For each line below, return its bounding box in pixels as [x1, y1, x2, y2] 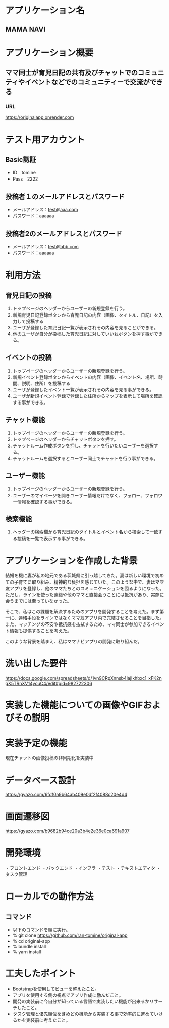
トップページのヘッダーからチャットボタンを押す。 [12, 436, 119, 442]
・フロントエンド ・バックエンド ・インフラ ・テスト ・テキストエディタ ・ [5, 865, 161, 871]
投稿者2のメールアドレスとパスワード [5, 229, 123, 238]
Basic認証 [5, 155, 36, 164]
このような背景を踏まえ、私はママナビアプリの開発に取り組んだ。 [5, 638, 142, 645]
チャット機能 [5, 416, 45, 424]
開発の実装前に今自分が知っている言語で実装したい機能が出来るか [12, 998, 150, 1004]
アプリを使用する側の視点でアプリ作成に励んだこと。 [12, 992, 124, 998]
